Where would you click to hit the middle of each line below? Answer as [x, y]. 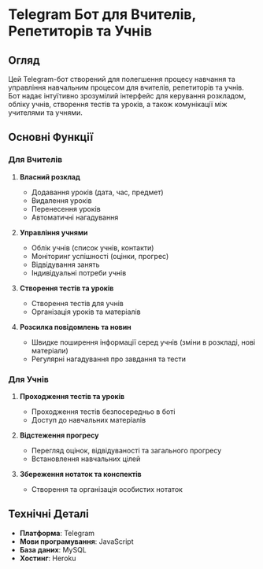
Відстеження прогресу [59, 435]
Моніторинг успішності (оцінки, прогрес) [100, 256]
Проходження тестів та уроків [72, 396]
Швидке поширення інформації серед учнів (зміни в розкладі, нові [143, 342]
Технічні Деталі [48, 514]
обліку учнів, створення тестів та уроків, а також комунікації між [118, 104]
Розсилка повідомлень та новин [75, 327]
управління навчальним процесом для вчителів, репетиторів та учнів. [126, 87]
